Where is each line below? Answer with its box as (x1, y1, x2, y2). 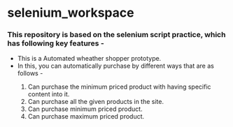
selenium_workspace (7, 5, 134, 21)
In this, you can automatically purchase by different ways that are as (17, 61, 215, 70)
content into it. (27, 90, 70, 98)
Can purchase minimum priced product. (27, 105, 143, 113)
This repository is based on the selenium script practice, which (7, 30, 226, 40)
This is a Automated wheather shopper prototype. (17, 54, 162, 63)
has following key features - (7, 38, 105, 48)
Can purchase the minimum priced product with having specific (27, 82, 211, 91)
